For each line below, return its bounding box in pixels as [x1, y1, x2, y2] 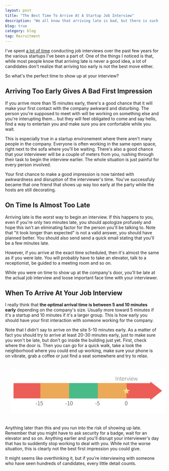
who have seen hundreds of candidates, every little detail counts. [5, 461, 137, 467]
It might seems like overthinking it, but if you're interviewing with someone [5, 455, 155, 461]
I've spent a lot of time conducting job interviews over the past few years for [5, 48, 159, 53]
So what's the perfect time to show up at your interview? [5, 73, 119, 78]
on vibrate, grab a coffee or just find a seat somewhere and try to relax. [5, 353, 149, 359]
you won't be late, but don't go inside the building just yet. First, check [5, 337, 147, 343]
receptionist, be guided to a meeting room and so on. [5, 260, 112, 266]
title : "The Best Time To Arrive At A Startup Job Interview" [5, 13, 134, 18]
